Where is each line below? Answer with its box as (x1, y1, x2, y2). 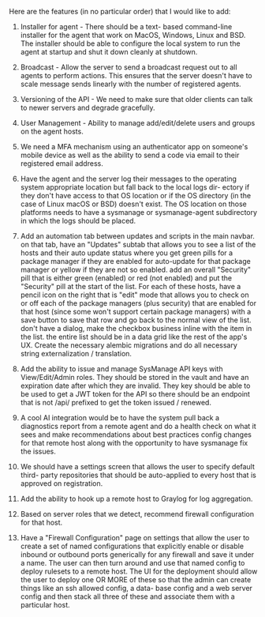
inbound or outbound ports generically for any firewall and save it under (20, 550, 255, 559)
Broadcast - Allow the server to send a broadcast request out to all (20, 62, 237, 72)
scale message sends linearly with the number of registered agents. (20, 79, 241, 88)
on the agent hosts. (20, 126, 84, 136)
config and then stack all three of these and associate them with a (20, 592, 235, 601)
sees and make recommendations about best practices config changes (20, 430, 252, 439)
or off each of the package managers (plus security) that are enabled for (20, 299, 257, 307)
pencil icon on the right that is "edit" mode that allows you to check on (20, 290, 249, 299)
